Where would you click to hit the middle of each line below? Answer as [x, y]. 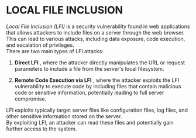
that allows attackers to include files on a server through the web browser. [95, 32]
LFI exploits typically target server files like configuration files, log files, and [97, 110]
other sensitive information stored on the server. [64, 116]
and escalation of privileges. [40, 45]
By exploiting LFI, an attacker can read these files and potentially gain [90, 122]
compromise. [30, 99]
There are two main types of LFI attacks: [55, 51]
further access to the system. [42, 129]
